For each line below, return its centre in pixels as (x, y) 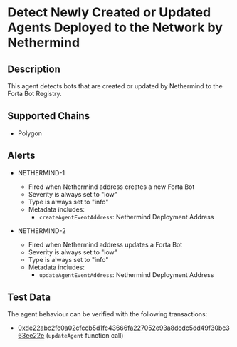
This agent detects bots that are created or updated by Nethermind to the (115, 86)
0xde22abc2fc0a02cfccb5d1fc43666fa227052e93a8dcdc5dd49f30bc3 (123, 328)
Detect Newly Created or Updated (109, 12)
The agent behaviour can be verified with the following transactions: (107, 314)
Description (34, 69)
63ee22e (31, 336)
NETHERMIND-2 (42, 231)
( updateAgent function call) (85, 336)
